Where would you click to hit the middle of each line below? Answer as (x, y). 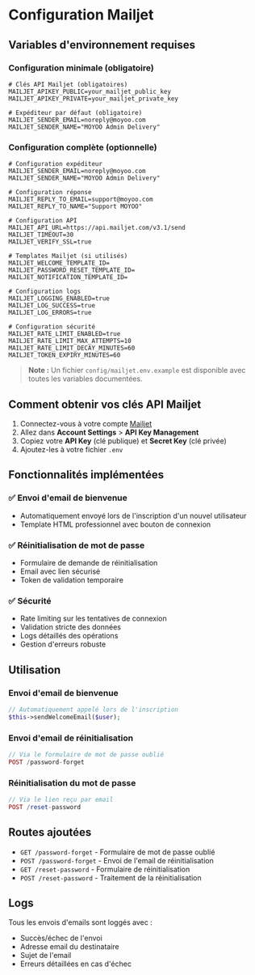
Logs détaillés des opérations (69, 636)
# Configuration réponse (50, 193)
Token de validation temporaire (71, 579)
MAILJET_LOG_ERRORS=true (50, 313)
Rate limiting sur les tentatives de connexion (93, 619)
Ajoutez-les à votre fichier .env (71, 449)
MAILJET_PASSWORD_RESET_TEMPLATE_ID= (72, 270)
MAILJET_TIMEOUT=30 (41, 235)
